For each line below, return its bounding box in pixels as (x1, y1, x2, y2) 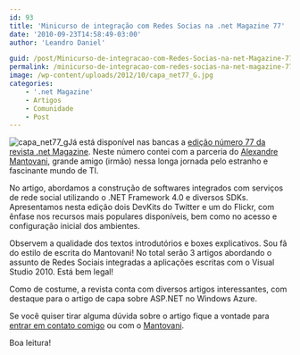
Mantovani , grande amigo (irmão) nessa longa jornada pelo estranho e (9, 156, 269, 166)
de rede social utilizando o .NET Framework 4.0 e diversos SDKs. (9, 192, 249, 203)
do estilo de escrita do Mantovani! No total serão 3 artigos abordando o (9, 248, 272, 258)
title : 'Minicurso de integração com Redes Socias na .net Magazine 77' (9, 21, 286, 30)
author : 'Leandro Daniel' (9, 38, 105, 47)
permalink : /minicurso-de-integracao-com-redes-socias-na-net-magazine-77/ (9, 63, 297, 72)
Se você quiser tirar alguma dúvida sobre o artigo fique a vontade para (9, 310, 270, 322)
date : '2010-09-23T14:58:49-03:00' (9, 30, 142, 38)
